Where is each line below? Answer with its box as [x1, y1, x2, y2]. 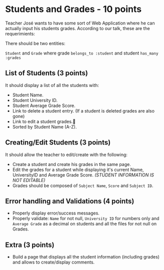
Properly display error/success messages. [12, 210, 100, 216]
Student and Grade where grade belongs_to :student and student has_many [5, 50, 158, 56]
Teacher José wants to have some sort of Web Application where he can [5, 20, 155, 26]
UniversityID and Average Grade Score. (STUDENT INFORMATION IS [12, 171, 154, 178]
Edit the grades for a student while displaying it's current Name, [12, 166, 144, 172]
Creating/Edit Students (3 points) [5, 138, 111, 147]
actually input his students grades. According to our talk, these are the [5, 25, 150, 31]
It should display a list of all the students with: [5, 82, 99, 88]
